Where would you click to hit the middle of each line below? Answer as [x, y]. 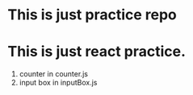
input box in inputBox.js [58, 83]
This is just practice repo [92, 15]
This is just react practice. [97, 52]
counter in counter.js [53, 74]
